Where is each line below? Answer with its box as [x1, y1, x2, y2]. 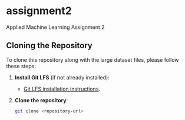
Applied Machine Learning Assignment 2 [6, 24, 105, 31]
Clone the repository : [14, 96, 68, 104]
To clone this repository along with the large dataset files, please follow [6, 56, 179, 63]
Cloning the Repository [6, 41, 92, 51]
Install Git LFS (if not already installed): [14, 74, 110, 81]
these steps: [6, 62, 37, 69]
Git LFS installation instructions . [23, 85, 101, 92]
